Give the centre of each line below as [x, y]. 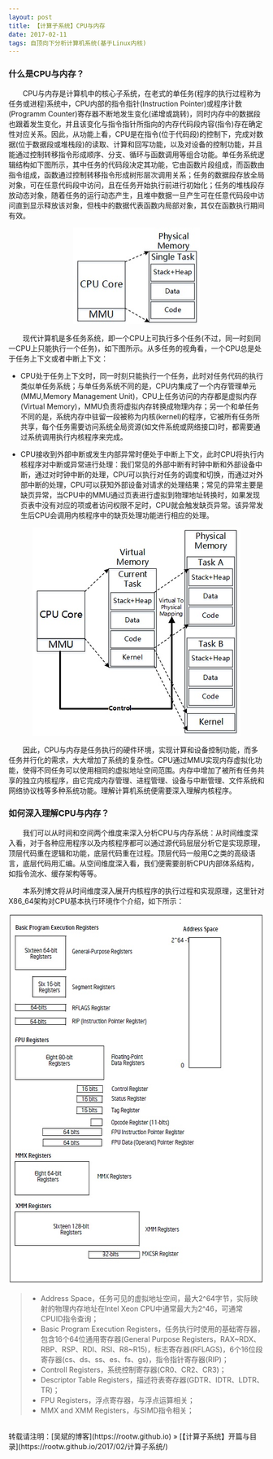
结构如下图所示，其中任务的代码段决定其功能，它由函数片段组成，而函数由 [140, 164]
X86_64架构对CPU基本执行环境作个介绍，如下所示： [96, 900]
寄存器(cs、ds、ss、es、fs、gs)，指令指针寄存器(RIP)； [134, 1359]
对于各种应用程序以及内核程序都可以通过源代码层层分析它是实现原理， [147, 843]
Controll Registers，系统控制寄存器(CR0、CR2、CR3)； [133, 1369]
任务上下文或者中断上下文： [61, 358]
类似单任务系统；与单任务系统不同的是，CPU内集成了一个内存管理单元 [138, 386]
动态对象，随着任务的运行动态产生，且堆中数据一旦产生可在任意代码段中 [136, 195]
